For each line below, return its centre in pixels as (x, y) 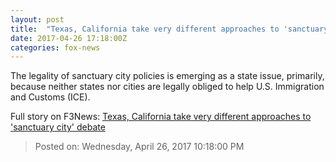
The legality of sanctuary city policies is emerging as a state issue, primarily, (167, 76)
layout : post (37, 19)
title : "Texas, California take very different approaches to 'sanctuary (169, 29)
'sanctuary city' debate (58, 127)
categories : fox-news (55, 47)
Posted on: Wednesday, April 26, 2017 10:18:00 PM (139, 147)
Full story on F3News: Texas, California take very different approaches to (161, 117)
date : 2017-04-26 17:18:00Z (69, 38)
